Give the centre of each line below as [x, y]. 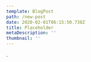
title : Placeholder [30, 28]
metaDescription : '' [31, 33]
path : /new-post [26, 17]
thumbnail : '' [23, 38]
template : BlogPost [30, 11]
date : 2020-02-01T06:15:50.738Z [45, 22]
